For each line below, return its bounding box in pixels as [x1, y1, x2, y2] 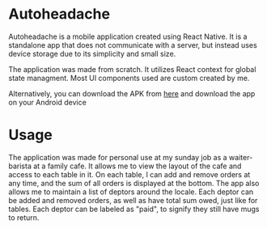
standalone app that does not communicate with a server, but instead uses [8, 40, 257, 49]
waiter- [229, 152, 253, 162]
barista [8, 161, 32, 171]
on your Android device [8, 97, 87, 107]
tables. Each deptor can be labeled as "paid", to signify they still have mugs [8, 204, 260, 214]
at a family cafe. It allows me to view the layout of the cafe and [33, 161, 242, 171]
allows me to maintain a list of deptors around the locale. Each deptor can [8, 187, 254, 197]
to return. [8, 212, 40, 223]
